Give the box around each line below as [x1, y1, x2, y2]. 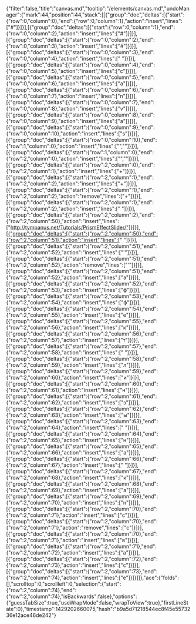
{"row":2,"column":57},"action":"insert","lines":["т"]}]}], [6, 337, 140, 343]
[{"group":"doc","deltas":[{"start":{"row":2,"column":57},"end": [6, 343, 158, 350]
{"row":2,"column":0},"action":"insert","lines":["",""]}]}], [6, 155, 140, 162]
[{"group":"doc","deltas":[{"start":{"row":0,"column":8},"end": [6, 111, 156, 118]
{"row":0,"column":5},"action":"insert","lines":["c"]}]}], [6, 68, 137, 74]
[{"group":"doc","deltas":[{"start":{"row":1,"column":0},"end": [6, 149, 154, 155]
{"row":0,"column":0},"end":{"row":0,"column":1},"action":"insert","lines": [6, 18, 183, 24]
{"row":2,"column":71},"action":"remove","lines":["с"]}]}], [6, 524, 144, 531]
